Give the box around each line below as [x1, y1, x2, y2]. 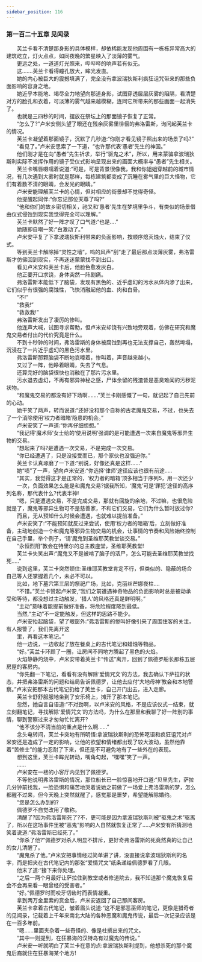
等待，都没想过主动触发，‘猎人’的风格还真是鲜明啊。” [16, 595, 146, 602]
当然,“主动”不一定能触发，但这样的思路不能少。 [16, 610, 134, 617]
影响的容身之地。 [11, 82, 54, 89]
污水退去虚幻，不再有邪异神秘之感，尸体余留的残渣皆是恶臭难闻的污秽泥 [16, 376, 196, 384]
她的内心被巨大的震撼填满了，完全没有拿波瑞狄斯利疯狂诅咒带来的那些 [16, 75, 191, 82]
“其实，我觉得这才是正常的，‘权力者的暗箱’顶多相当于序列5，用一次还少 [16, 474, 194, 481]
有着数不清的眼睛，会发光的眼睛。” [11, 180, 96, 188]
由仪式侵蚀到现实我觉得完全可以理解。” [6, 210, 101, 218]
